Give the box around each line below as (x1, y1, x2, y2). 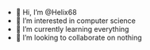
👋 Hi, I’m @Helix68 (15, 8, 77, 17)
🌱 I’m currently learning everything (15, 25, 129, 33)
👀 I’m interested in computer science (15, 16, 137, 25)
